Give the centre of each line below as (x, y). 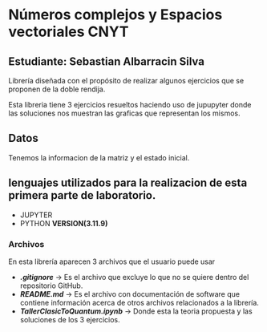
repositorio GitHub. (51, 285)
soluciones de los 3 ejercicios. (70, 319)
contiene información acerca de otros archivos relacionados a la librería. (139, 302)
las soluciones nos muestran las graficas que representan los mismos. (124, 113)
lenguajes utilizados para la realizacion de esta (128, 183)
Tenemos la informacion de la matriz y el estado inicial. (99, 157)
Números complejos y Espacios (115, 15)
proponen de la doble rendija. (57, 89)
